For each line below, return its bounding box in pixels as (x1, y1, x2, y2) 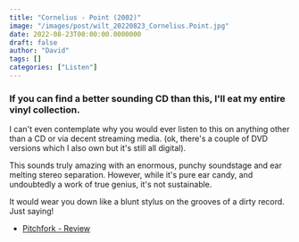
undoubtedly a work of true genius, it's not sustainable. (9, 179, 212, 190)
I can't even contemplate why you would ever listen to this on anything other (9, 124, 290, 135)
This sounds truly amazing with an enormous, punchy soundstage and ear (9, 160, 283, 171)
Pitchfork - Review (21, 223, 91, 234)
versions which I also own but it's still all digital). (9, 143, 187, 154)
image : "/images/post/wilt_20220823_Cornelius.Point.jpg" (9, 21, 229, 30)
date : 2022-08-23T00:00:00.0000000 (9, 29, 142, 38)
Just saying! (9, 206, 54, 217)
